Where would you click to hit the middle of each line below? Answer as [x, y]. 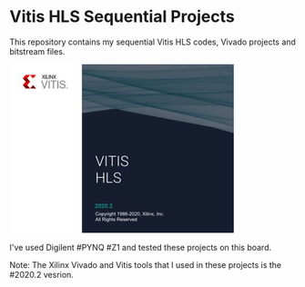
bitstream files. [37, 51]
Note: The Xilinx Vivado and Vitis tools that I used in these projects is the [146, 264]
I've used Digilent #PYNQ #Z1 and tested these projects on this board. [140, 247]
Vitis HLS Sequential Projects [122, 17]
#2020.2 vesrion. [42, 274]
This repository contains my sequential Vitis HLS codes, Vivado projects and [152, 42]
